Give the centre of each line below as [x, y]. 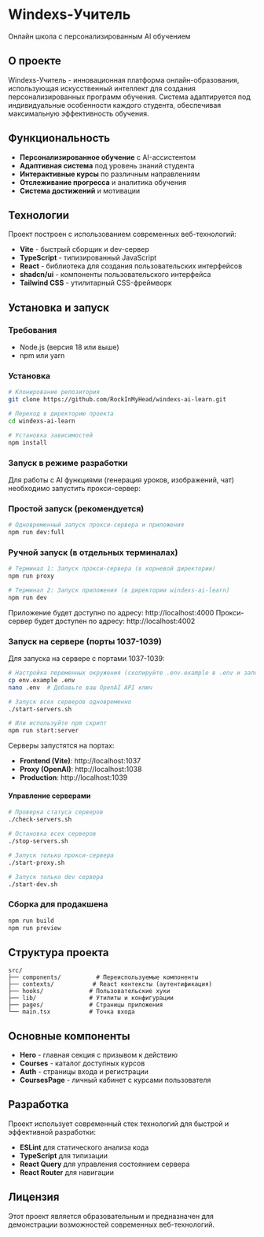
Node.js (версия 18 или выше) [69, 347]
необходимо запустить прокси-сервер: [75, 488]
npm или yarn [42, 356]
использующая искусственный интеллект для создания [102, 88]
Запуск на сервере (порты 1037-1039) [85, 641]
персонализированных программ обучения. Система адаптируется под [130, 97]
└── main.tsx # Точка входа [71, 1012]
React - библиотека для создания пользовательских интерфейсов [131, 266]
